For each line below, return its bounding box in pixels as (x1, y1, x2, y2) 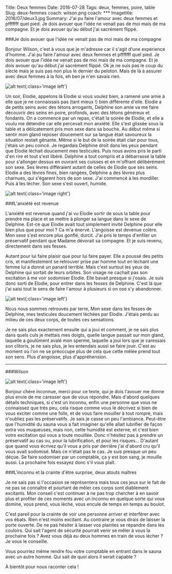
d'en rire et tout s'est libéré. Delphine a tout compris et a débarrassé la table (5, 154, 166, 159)
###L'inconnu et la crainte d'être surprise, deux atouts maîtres (5, 469, 137, 475)
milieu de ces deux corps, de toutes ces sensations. (5, 317, 115, 322)
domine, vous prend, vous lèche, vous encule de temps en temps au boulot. (5, 501, 165, 507)
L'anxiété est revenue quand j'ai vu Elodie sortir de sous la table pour (5, 211, 151, 216)
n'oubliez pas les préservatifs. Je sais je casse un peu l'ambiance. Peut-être (5, 416, 166, 422)
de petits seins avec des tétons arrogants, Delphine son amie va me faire (5, 104, 159, 110)
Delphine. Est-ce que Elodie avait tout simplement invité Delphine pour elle (5, 221, 163, 227)
